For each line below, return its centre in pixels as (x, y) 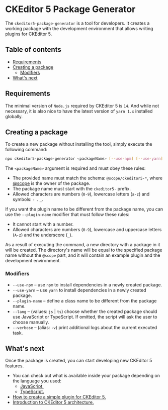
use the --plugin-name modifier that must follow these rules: (67, 215)
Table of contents (33, 49)
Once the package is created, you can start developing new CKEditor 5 (79, 361)
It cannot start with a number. (43, 224)
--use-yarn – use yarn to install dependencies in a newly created (79, 290)
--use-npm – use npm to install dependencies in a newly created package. (87, 284)
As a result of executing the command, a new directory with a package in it (83, 245)
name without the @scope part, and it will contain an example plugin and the (83, 255)
